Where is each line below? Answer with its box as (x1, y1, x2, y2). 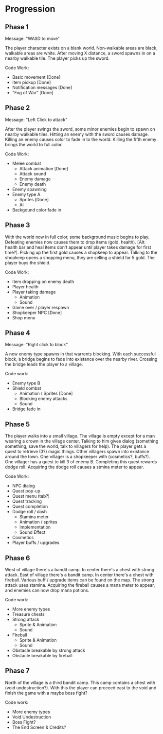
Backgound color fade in (12, 207, 62, 212)
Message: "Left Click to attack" (5, 117, 68, 122)
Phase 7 (5, 667, 30, 675)
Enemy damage (19, 176, 51, 182)
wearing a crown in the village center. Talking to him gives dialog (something (5, 438, 159, 444)
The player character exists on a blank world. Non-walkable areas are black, (5, 45, 158, 51)
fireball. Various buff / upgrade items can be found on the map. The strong (5, 577, 155, 583)
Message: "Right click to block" (5, 342, 68, 348)
